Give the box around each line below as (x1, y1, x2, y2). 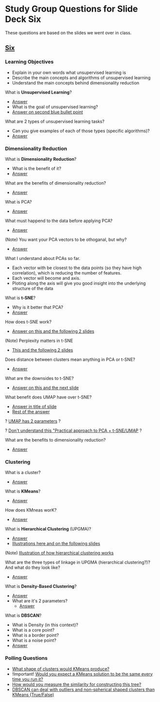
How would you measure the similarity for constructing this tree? (12, 681, 142, 687)
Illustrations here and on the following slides (12, 541, 100, 547)
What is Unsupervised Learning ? (5, 89, 72, 95)
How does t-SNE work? (5, 319, 52, 325)
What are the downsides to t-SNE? (5, 375, 74, 381)
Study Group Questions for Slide (5, 3, 138, 15)
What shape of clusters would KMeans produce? (12, 666, 110, 671)
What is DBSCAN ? (5, 613, 42, 618)
